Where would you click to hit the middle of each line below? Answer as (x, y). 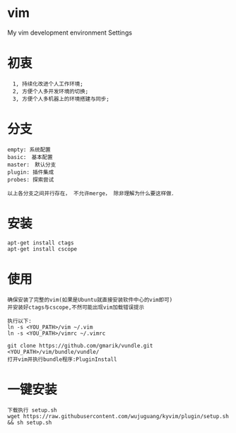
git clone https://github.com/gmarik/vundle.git (80, 345)
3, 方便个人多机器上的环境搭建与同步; (61, 99)
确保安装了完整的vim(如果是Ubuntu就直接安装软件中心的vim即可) (90, 299)
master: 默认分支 (32, 165)
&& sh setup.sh (30, 422)
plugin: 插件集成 (31, 172)
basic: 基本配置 (30, 157)
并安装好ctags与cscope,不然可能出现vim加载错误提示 (76, 307)
